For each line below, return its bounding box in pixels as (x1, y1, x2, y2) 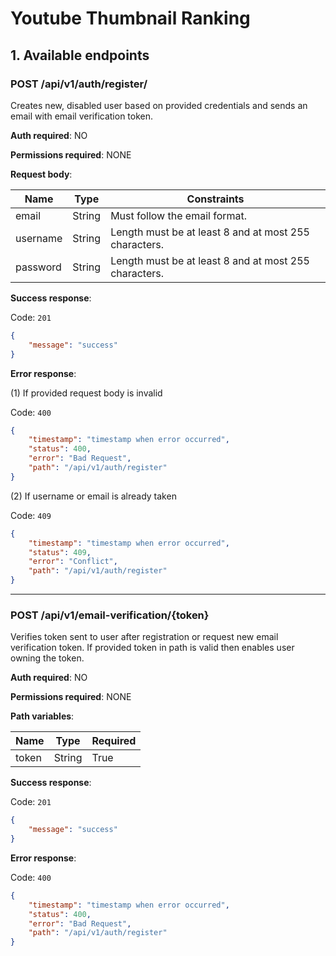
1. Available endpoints (10, 47, 150, 64)
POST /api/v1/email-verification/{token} (10, 608, 210, 622)
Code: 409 (10, 509, 52, 521)
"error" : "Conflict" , (28, 557, 118, 567)
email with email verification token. (10, 110, 154, 122)
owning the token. (10, 652, 85, 664)
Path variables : (10, 710, 75, 722)
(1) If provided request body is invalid (10, 387, 163, 399)
